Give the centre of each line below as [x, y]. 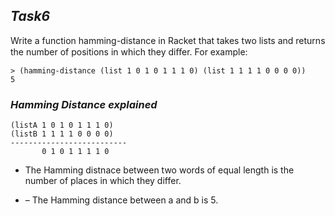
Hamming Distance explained [84, 104]
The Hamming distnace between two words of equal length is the [159, 170]
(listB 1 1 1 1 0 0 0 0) [62, 134]
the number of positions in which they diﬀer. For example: [129, 51]
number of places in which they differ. [103, 181]
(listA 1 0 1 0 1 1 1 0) [62, 125]
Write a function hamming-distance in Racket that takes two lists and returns [168, 40]
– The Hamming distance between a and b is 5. [121, 200]
